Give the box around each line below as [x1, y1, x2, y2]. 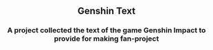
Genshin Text [77, 5, 136, 17]
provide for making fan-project [54, 34, 159, 43]
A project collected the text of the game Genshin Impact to [7, 26, 206, 35]
